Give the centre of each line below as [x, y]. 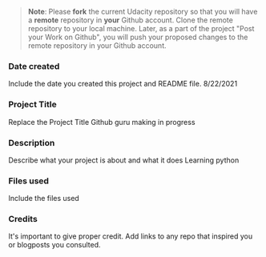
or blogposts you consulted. [55, 245]
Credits [23, 219]
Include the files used [44, 199]
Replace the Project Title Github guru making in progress [102, 122]
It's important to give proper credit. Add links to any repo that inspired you [131, 236]
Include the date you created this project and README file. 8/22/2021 [123, 84]
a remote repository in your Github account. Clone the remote [131, 20]
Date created [34, 66]
